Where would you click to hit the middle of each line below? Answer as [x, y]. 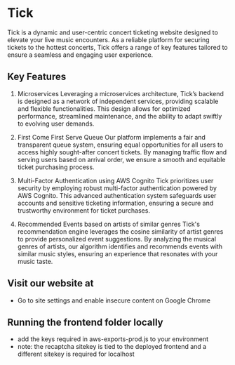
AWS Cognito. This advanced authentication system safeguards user [117, 195]
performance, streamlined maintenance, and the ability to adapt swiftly [120, 116]
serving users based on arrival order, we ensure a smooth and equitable [121, 159]
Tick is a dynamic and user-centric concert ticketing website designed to [113, 32]
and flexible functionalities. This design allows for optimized [104, 108]
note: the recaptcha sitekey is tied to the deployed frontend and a [112, 347]
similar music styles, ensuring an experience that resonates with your [117, 253]
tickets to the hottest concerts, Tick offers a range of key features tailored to [117, 47]
